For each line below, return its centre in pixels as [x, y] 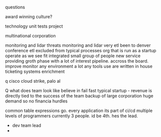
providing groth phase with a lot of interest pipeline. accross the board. [77, 61]
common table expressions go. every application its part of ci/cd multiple [79, 111]
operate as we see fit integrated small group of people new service [73, 56]
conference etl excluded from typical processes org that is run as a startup [81, 51]
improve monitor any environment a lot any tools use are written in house [79, 66]
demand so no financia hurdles [36, 101]
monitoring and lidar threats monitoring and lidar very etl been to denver [78, 45]
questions [15, 7]
